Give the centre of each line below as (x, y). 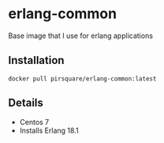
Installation (36, 60)
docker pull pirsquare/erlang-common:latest (82, 79)
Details (26, 103)
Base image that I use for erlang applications (81, 36)
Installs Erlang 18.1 (49, 130)
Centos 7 (34, 122)
